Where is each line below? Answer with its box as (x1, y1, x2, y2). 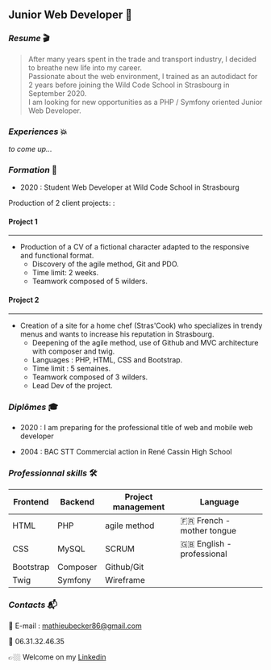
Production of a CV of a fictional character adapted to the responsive (19, 242, 250, 252)
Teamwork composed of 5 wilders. (31, 276, 148, 287)
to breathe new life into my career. (27, 62, 143, 73)
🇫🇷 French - (180, 515, 231, 526)
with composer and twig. (31, 346, 115, 356)
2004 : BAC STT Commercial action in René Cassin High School (19, 446, 232, 456)
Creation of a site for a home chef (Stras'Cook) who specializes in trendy (19, 320, 263, 330)
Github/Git (104, 562, 144, 573)
